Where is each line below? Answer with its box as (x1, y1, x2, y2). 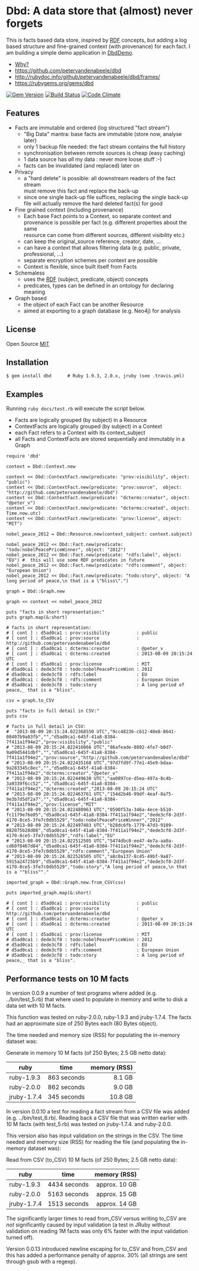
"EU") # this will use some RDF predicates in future (6, 557, 145, 563)
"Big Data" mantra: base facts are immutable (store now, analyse (23, 130, 182, 137)
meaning (23, 288, 46, 295)
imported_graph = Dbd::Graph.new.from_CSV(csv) (6, 879, 127, 886)
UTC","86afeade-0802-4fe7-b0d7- (94, 745, 174, 750)
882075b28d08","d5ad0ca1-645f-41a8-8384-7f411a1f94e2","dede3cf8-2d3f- (6, 828, 187, 834)
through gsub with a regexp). (6, 1258, 77, 1265)
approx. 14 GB (96, 1200, 137, 1207)
